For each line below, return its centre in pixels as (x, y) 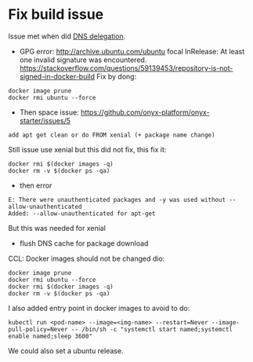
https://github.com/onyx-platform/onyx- (145, 112)
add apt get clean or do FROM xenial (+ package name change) (112, 135)
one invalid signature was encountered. (83, 60)
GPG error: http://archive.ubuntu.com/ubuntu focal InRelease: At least (132, 51)
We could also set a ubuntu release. (66, 350)
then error (36, 185)
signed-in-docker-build (57, 76)
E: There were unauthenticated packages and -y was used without (117, 199)
